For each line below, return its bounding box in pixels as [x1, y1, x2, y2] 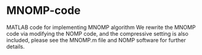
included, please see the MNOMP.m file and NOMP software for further [6, 36, 186, 44]
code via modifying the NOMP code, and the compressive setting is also [6, 30, 189, 37]
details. [6, 43, 25, 50]
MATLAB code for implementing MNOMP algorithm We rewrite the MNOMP [6, 24, 196, 31]
